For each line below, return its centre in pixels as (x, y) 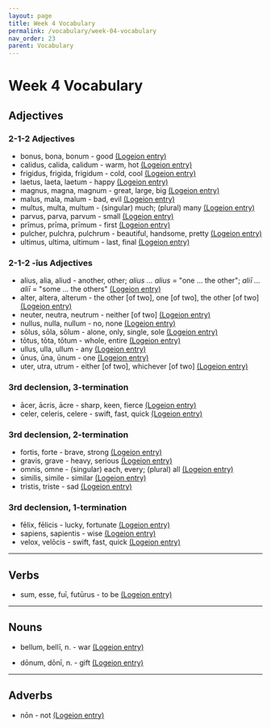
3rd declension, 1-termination (68, 507)
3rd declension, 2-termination (69, 435)
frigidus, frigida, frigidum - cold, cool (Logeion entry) (108, 173)
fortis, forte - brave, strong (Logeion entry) (91, 452)
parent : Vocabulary (41, 46)
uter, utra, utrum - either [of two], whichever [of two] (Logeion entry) (134, 366)
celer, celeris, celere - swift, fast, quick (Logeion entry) (111, 414)
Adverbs (31, 696)
